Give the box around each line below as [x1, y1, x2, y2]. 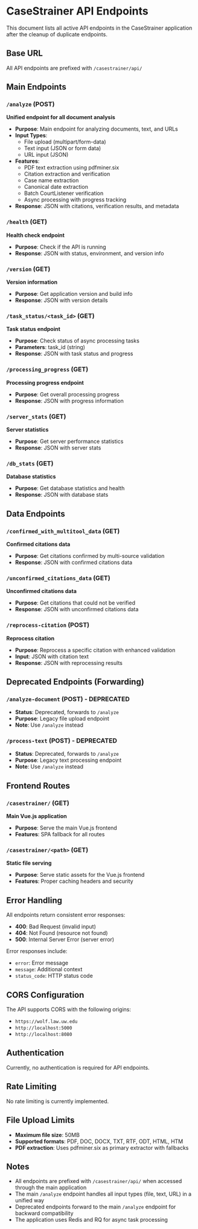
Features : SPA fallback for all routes [14, 831, 105, 838]
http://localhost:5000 [14, 1025, 72, 1031]
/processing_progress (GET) [6, 365, 89, 373]
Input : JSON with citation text [14, 652, 89, 660]
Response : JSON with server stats [14, 444, 101, 451]
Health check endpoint [6, 231, 65, 238]
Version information [6, 278, 58, 286]
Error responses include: [6, 948, 68, 955]
